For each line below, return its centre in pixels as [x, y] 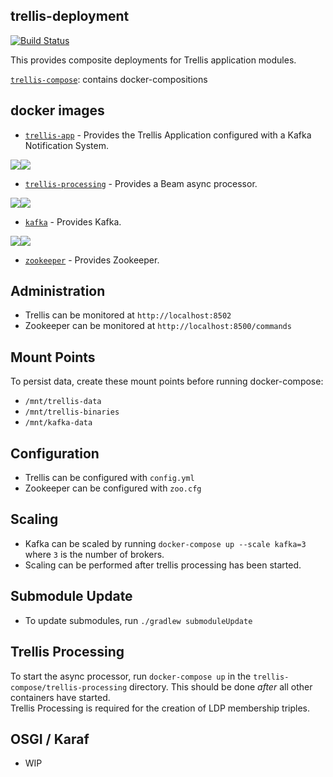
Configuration [55, 453]
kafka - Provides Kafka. [73, 221]
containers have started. [60, 697]
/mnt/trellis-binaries [72, 412]
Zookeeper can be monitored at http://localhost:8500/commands [158, 326]
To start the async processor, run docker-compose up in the [131, 676]
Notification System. [66, 145]
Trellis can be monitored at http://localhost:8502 [128, 315]
